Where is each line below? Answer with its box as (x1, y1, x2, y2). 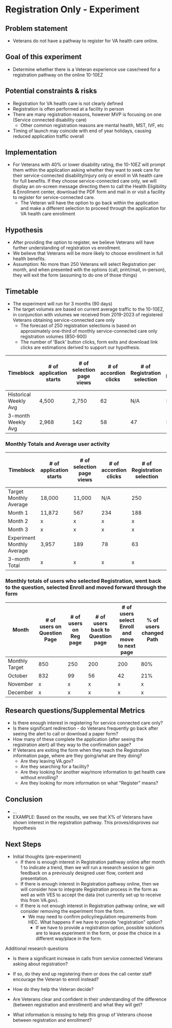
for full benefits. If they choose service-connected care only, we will (12, 178, 157, 184)
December (8, 689, 33, 696)
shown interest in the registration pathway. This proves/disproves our (12, 819, 159, 826)
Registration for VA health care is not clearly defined (12, 100, 123, 106)
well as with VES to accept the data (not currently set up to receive (20, 892, 161, 898)
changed (141, 629, 164, 636)
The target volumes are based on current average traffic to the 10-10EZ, (12, 306, 164, 312)
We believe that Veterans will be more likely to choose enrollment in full (12, 250, 163, 257)
